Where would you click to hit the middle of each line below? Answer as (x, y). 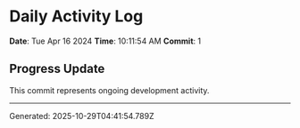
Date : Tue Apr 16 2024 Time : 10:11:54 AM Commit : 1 (105, 41)
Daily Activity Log (76, 16)
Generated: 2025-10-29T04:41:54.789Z (82, 116)
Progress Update (57, 69)
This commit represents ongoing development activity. (109, 90)
